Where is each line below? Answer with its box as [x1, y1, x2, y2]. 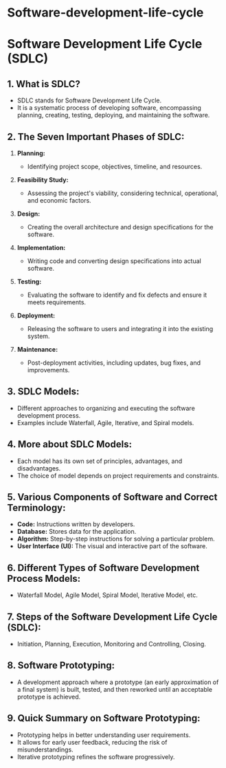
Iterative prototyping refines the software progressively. [16, 752, 175, 760]
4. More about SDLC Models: [7, 438, 133, 451]
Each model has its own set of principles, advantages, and [16, 457, 183, 465]
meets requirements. [27, 298, 87, 306]
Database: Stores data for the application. [16, 528, 137, 536]
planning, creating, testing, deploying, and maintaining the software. [16, 111, 210, 120]
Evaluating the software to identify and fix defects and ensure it [27, 291, 207, 299]
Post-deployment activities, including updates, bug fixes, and [27, 359, 201, 367]
